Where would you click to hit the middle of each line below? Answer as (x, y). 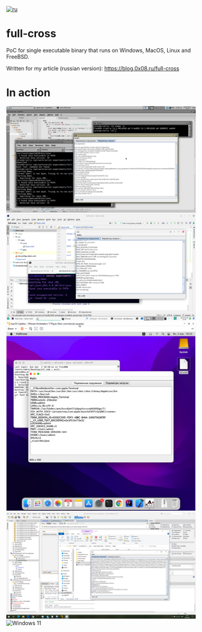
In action (29, 93)
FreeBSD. (18, 57)
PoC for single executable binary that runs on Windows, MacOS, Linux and (99, 50)
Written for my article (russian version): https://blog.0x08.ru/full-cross (93, 68)
